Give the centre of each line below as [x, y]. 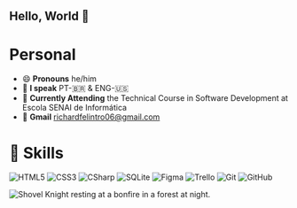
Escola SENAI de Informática [74, 108]
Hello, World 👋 [49, 16]
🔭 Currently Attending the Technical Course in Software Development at [155, 98]
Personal [43, 54]
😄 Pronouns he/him [59, 79]
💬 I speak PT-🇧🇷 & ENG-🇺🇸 [75, 89]
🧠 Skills [37, 153]
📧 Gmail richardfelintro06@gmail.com [91, 117]
